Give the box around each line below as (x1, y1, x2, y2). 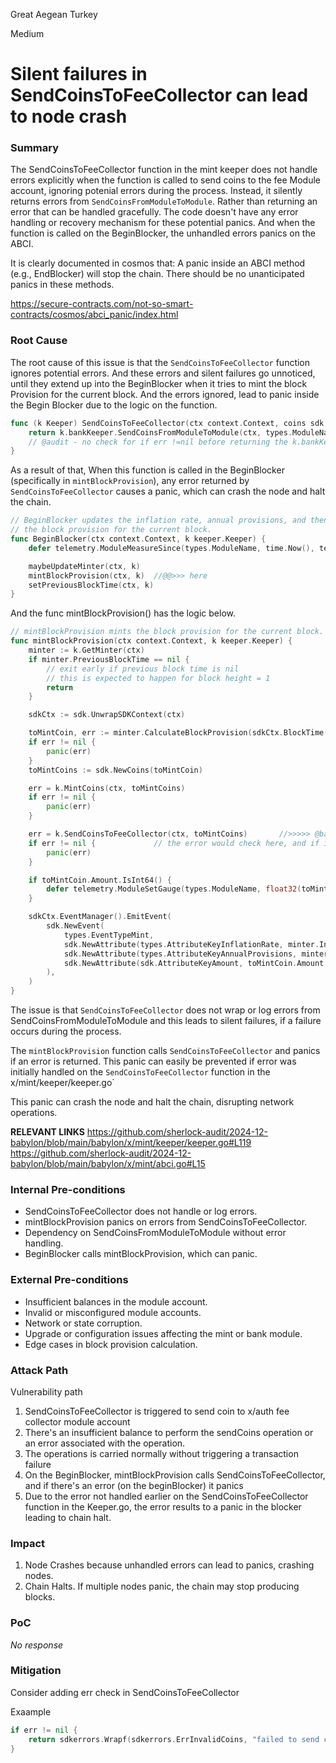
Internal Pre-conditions (10, 1182, 126, 1196)
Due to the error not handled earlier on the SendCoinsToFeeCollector (24, 1490, 309, 1502)
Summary (10, 141, 60, 155)
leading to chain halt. (24, 1511, 112, 1523)
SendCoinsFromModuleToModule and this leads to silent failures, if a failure (10, 1015, 322, 1027)
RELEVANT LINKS (10, 1126, 85, 1138)
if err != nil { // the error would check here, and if (28, 838, 320, 848)
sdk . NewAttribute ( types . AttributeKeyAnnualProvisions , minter (63, 949, 329, 959)
